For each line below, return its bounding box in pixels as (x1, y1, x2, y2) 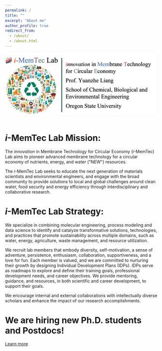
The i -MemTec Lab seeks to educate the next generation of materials (5, 168, 143, 174)
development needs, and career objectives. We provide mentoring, (5, 273, 138, 279)
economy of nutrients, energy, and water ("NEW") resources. (5, 158, 127, 165)
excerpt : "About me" (5, 18, 47, 23)
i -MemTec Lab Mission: (5, 132, 101, 143)
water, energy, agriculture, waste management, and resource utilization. (5, 237, 148, 243)
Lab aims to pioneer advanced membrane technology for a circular (5, 154, 138, 159)
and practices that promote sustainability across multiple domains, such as (5, 232, 154, 238)
